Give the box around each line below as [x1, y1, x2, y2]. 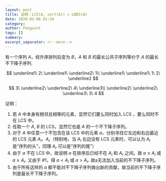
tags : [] [5, 30, 23, 35]
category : [5, 21, 26, 26]
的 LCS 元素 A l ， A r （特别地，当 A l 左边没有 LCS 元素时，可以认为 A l [12, 136, 151, 143]
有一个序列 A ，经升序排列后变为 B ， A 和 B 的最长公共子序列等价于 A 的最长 [5, 54, 159, 60]
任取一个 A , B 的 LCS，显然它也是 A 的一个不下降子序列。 [12, 123, 130, 129]
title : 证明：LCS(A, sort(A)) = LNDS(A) [5, 12, 88, 17]
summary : [5, 35, 23, 40]
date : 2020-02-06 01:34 [5, 16, 55, 21]
